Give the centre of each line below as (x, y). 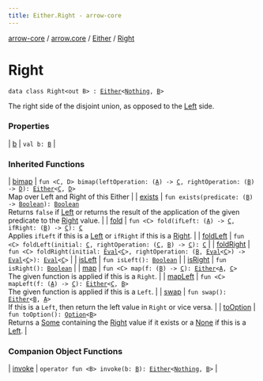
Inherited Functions (47, 164)
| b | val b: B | (32, 143)
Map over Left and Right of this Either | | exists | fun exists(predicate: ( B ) (131, 197)
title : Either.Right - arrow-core (65, 15)
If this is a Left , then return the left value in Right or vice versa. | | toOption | (132, 307)
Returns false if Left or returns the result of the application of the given (124, 212)
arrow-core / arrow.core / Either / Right (71, 38)
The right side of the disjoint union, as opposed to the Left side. (111, 106)
